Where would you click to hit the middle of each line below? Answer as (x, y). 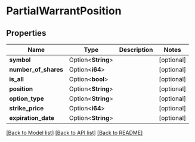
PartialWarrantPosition (64, 11)
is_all (16, 79)
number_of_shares (36, 70)
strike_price (27, 108)
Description (136, 50)
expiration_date (32, 118)
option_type (27, 98)
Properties (26, 33)
